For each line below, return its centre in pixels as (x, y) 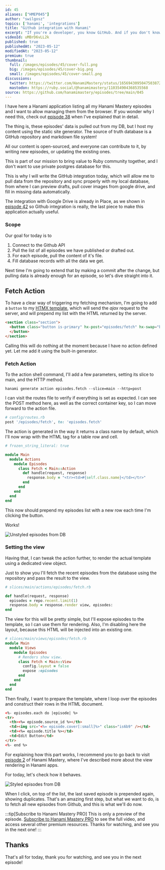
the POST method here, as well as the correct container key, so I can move (81, 403)
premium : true (20, 56)
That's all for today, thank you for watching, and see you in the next (73, 857)
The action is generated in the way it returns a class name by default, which (82, 432)
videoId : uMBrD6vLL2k (27, 38)
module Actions (25, 459)
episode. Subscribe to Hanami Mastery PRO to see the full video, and (75, 819)
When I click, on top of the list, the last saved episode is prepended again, (80, 793)
